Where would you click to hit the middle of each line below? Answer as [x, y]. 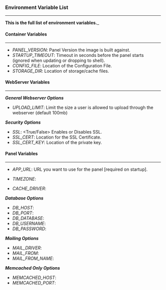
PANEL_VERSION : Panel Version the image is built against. [71, 50]
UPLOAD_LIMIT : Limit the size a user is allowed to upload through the [83, 107]
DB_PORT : [23, 213]
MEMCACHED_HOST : [34, 277]
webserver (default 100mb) [40, 112]
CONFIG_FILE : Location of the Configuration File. [62, 65]
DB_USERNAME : [29, 223]
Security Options [23, 122]
